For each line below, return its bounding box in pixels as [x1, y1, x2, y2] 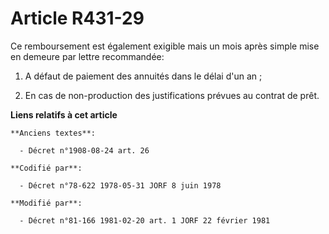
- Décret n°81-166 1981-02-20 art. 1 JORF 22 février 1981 [19, 215, 271, 226]
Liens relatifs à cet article [10, 108, 118, 121]
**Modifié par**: [10, 198, 83, 208]
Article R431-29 [10, 7, 145, 30]
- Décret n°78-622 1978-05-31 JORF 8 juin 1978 [19, 180, 222, 191]
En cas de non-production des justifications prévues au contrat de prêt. [24, 89, 320, 101]
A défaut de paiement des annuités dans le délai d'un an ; [24, 70, 263, 82]
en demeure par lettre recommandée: [10, 50, 165, 62]
